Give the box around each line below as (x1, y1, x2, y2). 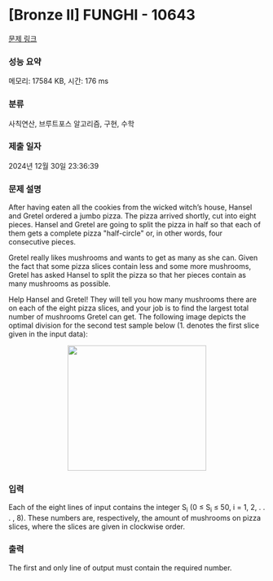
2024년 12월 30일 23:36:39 (8, 161, 99, 170)
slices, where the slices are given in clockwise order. (8, 522, 186, 531)
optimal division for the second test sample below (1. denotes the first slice (8, 320, 259, 331)
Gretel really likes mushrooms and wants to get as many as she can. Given (8, 253, 258, 262)
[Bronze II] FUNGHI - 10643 (8, 6, 196, 24)
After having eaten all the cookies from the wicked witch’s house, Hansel (8, 202, 253, 213)
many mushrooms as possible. (8, 279, 112, 288)
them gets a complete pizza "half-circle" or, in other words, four (8, 228, 222, 238)
